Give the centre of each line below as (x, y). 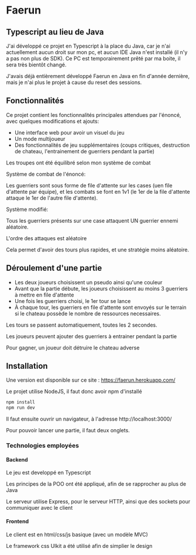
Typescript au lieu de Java (55, 32)
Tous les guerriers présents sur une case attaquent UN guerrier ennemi (92, 220)
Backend (17, 459)
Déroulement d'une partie (54, 268)
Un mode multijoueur (40, 139)
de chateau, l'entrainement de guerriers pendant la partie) (85, 151)
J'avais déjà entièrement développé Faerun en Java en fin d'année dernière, (98, 76)
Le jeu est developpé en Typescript (49, 473)
